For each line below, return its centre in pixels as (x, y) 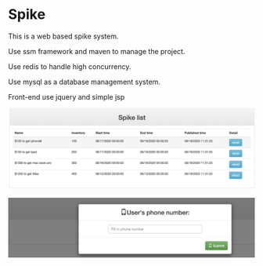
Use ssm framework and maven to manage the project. (97, 51)
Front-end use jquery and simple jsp (67, 97)
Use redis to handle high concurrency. (70, 66)
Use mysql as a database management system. (84, 82)
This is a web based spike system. (63, 36)
